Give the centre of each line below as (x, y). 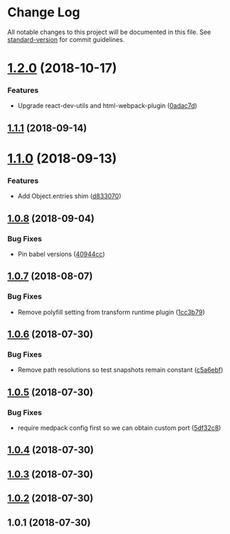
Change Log (44, 12)
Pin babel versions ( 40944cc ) (61, 254)
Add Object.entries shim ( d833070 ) (70, 196)
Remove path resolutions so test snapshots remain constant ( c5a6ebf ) (120, 370)
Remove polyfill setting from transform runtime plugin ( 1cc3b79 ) (111, 312)
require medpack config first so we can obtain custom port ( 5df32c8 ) (119, 428)
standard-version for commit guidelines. (66, 39)
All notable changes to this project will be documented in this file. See (109, 32)
